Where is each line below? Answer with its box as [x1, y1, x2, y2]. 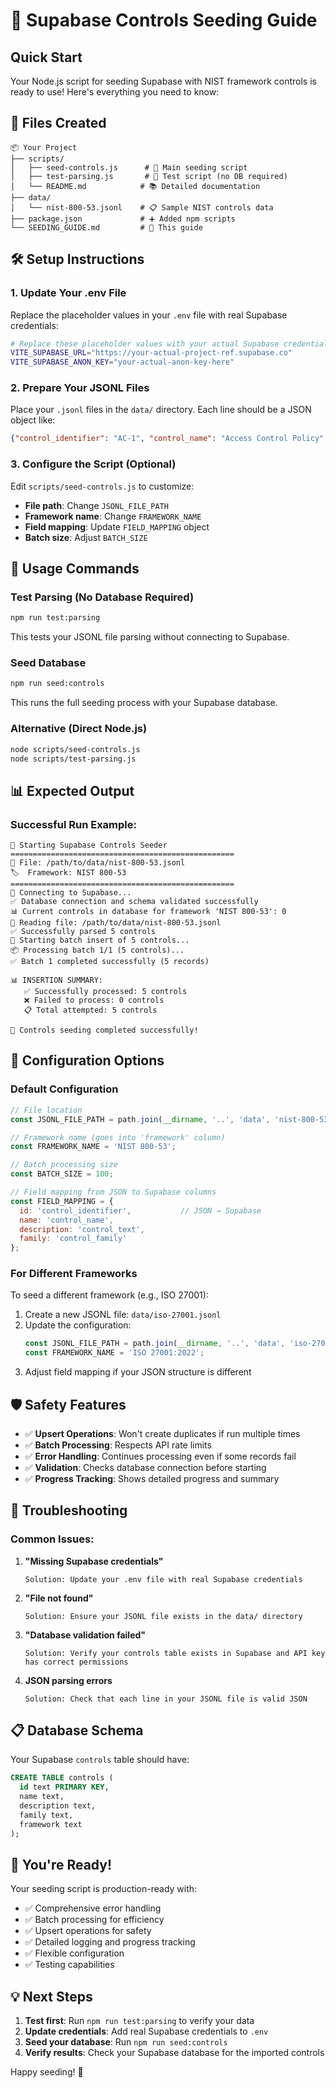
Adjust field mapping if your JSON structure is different [24, 1366, 252, 1378]
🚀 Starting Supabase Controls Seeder [10, 840, 168, 851]
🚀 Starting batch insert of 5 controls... [10, 935, 190, 946]
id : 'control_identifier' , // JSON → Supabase [19, 1205, 262, 1216]
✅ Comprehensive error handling [24, 1902, 162, 1914]
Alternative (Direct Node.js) [10, 722, 148, 736]
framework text [19, 1819, 83, 1829]
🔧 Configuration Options [10, 1052, 165, 1069]
